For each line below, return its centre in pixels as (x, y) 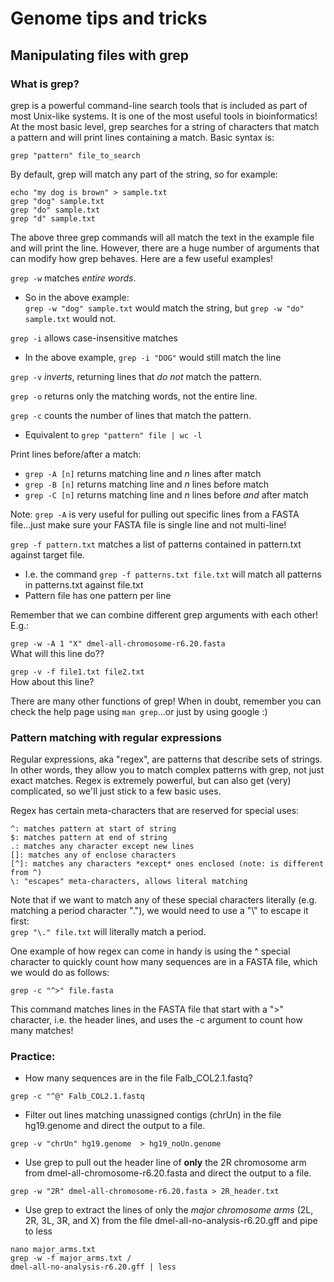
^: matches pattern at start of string (93, 829)
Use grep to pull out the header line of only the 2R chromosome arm (165, 1163)
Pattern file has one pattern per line (98, 595)
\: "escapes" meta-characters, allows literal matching (129, 882)
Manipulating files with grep (99, 55)
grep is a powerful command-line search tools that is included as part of (159, 105)
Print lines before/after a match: (76, 454)
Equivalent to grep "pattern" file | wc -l (113, 434)
